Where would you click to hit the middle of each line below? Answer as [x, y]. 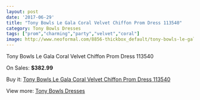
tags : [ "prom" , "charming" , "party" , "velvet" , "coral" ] [73, 34]
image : [14, 39]
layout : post [22, 12]
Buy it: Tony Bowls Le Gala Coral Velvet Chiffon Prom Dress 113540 [88, 79]
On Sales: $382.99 [30, 68]
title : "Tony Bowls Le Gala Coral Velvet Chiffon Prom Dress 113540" [94, 23]
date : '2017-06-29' [30, 17]
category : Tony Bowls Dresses [44, 28]
